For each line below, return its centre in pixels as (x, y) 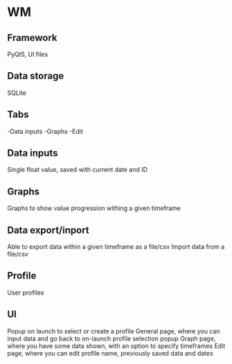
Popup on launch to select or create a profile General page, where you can (114, 331)
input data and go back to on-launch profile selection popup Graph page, (111, 338)
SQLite (17, 93)
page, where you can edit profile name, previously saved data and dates (110, 353)
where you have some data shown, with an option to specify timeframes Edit (116, 346)
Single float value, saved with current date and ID (77, 170)
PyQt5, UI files (28, 54)
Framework (32, 38)
